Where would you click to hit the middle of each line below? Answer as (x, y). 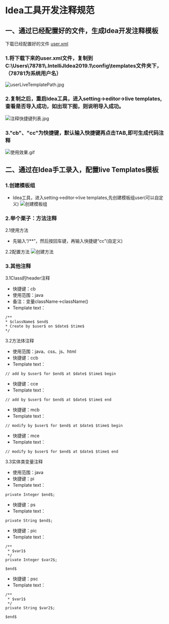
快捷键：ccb (25, 358)
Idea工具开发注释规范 (50, 10)
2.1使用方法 (17, 230)
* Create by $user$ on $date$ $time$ (45, 326)
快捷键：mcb (26, 410)
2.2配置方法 (18, 252)
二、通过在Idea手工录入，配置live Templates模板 (82, 170)
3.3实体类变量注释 (24, 462)
